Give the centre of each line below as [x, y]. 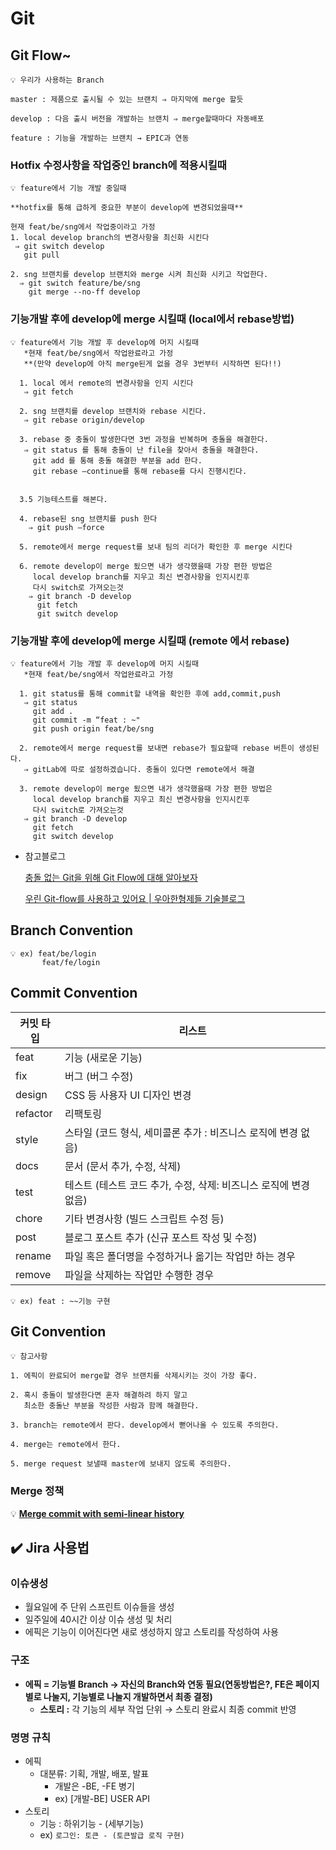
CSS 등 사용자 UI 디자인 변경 [128, 1095]
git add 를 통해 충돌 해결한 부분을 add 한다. [117, 460]
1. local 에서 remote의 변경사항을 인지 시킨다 [106, 383]
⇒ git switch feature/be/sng [80, 283]
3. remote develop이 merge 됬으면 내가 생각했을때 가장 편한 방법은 [146, 788]
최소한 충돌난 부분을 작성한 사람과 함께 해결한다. [111, 1406]
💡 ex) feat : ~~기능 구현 [60, 1301]
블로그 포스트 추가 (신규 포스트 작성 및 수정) [161, 1237]
